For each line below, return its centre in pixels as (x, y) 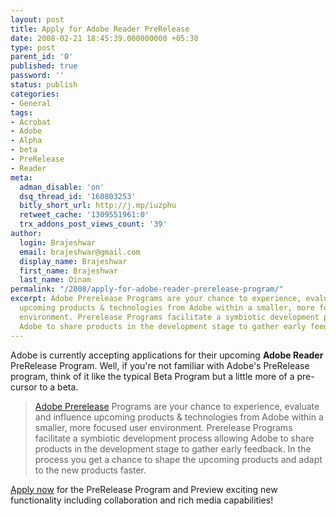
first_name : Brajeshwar (68, 271)
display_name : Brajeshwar (73, 261)
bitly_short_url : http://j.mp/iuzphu (98, 206)
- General (31, 103)
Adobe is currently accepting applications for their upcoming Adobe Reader (167, 355)
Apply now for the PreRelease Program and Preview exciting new (144, 489)
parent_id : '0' (42, 57)
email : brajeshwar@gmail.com (80, 252)
